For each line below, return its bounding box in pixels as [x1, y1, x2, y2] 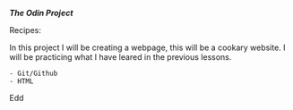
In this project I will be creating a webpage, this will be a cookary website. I [9, 42, 286, 53]
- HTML [9, 77, 34, 86]
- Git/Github [9, 69, 58, 78]
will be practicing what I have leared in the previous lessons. [9, 52, 232, 62]
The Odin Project [9, 8, 73, 18]
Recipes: [9, 25, 42, 35]
